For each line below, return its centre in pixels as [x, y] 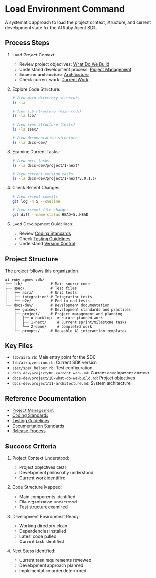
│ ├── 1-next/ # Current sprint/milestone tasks [70, 322]
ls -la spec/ [25, 129]
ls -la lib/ [24, 116]
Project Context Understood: [40, 458]
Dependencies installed [43, 531]
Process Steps [27, 43]
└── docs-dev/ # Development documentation [57, 305]
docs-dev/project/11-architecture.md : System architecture [71, 383]
